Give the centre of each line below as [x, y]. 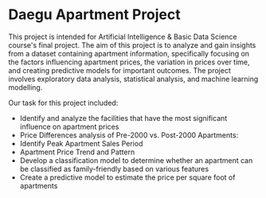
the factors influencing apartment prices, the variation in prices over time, [129, 62]
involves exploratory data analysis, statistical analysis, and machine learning [133, 79]
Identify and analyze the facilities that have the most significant [123, 118]
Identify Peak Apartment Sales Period [81, 143]
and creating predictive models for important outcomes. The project [119, 70]
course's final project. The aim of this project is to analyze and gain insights [132, 45]
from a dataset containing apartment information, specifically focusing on [129, 53]
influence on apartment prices [69, 126]
